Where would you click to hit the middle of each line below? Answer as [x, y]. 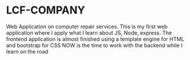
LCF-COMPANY [46, 10]
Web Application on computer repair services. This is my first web [87, 26]
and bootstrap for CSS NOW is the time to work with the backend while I [94, 45]
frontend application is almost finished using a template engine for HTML [95, 39]
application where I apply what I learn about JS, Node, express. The [89, 32]
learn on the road [27, 51]
